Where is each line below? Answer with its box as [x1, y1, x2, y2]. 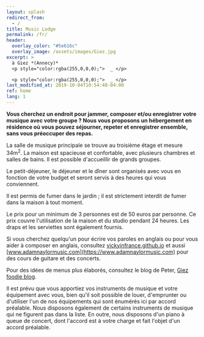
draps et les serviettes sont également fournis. [6, 223, 124, 230]
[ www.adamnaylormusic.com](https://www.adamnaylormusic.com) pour [6, 248, 189, 255]
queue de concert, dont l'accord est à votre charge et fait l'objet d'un [6, 317, 180, 324]
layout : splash [6, 9, 45, 15]
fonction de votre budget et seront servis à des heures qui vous [6, 174, 167, 181]
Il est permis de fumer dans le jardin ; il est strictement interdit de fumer [6, 192, 187, 199]
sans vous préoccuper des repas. [6, 129, 93, 137]
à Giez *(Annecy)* [12, 60, 59, 66]
